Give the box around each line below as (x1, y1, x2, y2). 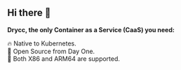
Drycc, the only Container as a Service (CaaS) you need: (7, 25, 175, 34)
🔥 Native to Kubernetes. (7, 39, 76, 48)
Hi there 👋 (7, 7, 51, 19)
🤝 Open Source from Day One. (7, 47, 95, 55)
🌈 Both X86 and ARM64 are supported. (7, 54, 121, 63)
